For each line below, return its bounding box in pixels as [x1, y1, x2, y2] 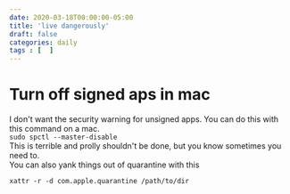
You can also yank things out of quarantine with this [9, 159, 200, 170]
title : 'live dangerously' [9, 21, 110, 30]
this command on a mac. [9, 124, 100, 134]
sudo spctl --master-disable [9, 133, 118, 142]
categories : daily [9, 37, 78, 47]
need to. [9, 150, 40, 161]
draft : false [9, 29, 58, 38]
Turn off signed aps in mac [9, 85, 211, 105]
